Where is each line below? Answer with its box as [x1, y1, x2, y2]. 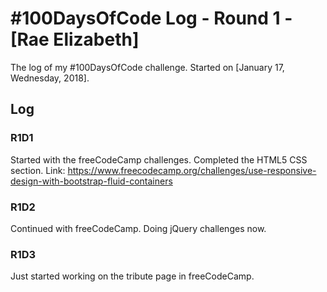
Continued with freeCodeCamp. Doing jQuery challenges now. [10, 222, 267, 234]
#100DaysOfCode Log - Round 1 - [10, 7, 293, 30]
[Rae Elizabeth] [10, 28, 140, 51]
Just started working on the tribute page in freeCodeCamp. [10, 270, 255, 282]
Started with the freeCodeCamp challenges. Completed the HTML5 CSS [10, 153, 308, 166]
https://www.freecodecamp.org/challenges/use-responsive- [67, 164, 317, 176]
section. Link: [10, 164, 66, 176]
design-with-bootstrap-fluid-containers [10, 175, 173, 187]
